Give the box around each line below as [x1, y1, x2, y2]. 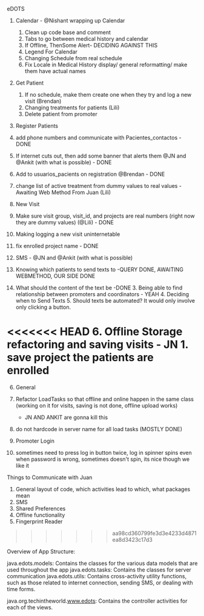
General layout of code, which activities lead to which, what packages [15, 485, 191, 493]
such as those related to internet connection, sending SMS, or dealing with [7, 579, 193, 586]
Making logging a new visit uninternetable [15, 230, 120, 238]
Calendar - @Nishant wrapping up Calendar [15, 17, 125, 24]
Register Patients [15, 122, 58, 130]
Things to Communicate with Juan [7, 474, 93, 481]
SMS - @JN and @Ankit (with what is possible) [15, 254, 133, 261]
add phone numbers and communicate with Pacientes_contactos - [15, 134, 182, 141]
